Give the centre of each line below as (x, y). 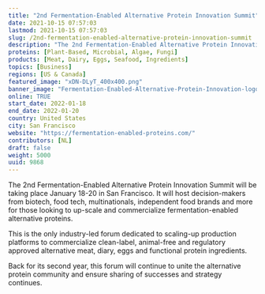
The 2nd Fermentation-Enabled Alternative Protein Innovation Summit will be (132, 185)
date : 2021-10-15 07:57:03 (52, 23)
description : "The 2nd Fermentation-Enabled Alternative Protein (118, 45)
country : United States (47, 119)
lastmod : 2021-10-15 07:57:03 (58, 30)
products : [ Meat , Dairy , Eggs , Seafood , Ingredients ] (99, 60)
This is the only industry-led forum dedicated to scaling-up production (122, 234)
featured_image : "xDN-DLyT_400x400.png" (76, 81)
